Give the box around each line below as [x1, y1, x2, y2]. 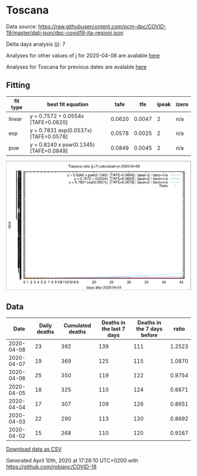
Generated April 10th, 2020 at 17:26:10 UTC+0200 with [6, 457, 139, 464]
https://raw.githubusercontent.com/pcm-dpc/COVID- [38, 23, 167, 30]
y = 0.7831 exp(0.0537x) [29, 127, 93, 134]
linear [8, 116, 22, 122]
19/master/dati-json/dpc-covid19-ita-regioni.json [6, 29, 124, 36]
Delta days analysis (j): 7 [6, 40, 66, 48]
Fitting [6, 80, 30, 90]
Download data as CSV [6, 445, 62, 453]
